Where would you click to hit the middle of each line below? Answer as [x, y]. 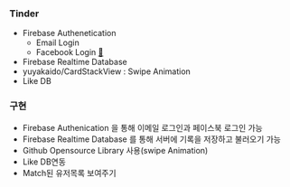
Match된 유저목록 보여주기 [69, 173]
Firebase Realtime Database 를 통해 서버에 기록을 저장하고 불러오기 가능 [152, 139]
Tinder [24, 14]
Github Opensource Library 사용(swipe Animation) [115, 150]
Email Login [57, 42]
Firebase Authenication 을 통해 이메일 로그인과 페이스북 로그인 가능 [143, 127]
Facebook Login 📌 [70, 52]
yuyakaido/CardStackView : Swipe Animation [107, 71]
